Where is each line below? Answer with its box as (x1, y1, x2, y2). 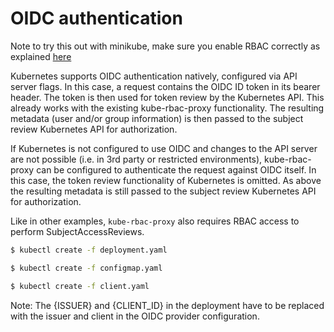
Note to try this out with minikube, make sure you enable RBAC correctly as (10, 40, 321, 52)
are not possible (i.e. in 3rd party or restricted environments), (10, 153, 263, 165)
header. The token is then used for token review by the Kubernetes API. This (10, 91, 325, 103)
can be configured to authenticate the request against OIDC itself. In (36, 163, 317, 176)
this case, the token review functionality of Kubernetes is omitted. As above (10, 174, 322, 186)
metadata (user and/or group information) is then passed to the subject (10, 112, 304, 124)
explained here (10, 50, 72, 62)
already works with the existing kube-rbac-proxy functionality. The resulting (10, 102, 325, 114)
